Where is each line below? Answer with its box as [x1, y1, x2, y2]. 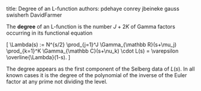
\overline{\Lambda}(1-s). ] [6, 54, 71, 60]
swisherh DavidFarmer [6, 11, 62, 19]
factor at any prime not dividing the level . [6, 78, 108, 85]
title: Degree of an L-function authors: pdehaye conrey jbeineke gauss [6, 5, 180, 12]
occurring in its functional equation [6, 29, 93, 37]
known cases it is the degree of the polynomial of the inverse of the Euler [6, 72, 187, 78]
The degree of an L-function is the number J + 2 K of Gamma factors [6, 23, 176, 30]
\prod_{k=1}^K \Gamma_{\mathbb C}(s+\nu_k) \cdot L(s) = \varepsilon [6, 47, 179, 54]
